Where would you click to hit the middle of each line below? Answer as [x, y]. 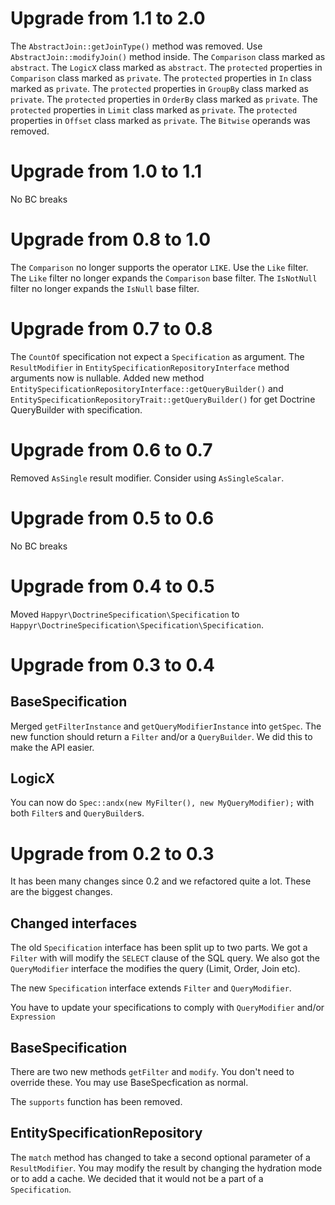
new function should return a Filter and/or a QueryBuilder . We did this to [161, 736]
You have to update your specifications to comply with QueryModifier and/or [167, 1008]
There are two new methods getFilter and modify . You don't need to [152, 1071]
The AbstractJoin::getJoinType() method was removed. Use [136, 46]
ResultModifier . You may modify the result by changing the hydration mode [166, 1168]
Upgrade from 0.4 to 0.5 [112, 586]
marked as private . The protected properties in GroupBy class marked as [159, 88]
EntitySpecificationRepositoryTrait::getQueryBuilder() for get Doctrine [163, 399]
